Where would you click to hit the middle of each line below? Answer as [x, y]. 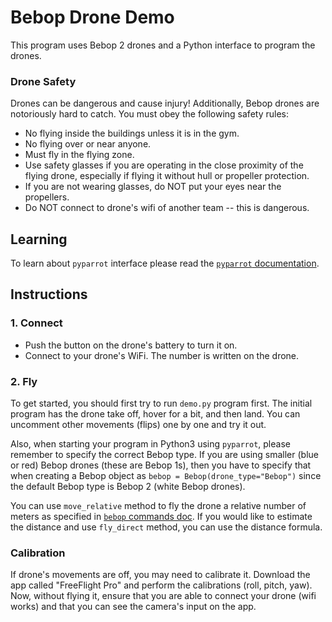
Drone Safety [43, 81]
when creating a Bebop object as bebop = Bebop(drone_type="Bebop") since [166, 476]
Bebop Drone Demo [92, 17]
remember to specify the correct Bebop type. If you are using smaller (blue [165, 455]
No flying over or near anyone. [88, 144]
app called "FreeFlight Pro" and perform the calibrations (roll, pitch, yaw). [161, 585]
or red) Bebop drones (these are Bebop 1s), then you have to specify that [161, 465]
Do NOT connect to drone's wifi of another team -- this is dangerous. [167, 208]
